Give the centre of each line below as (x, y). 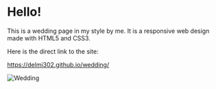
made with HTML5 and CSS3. (49, 38)
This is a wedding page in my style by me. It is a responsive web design (108, 31)
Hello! (24, 12)
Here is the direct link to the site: (53, 51)
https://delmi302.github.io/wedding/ (58, 64)
